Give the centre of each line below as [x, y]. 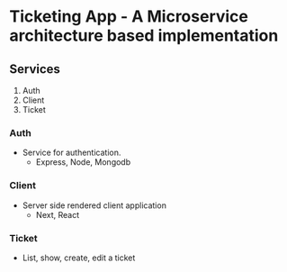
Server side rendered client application [94, 205]
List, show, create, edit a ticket [79, 258]
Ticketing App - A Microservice [129, 17]
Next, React [57, 214]
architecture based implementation [144, 36]
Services [35, 69]
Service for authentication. [72, 153]
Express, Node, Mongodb [83, 162]
